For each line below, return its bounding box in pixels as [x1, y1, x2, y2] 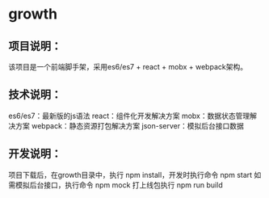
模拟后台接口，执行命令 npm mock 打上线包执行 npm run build [15, 179, 224, 190]
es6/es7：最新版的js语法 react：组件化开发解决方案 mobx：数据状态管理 [8, 111, 250, 120]
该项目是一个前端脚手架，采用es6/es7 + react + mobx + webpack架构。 [8, 62, 248, 71]
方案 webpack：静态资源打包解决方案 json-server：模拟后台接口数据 [15, 120, 245, 130]
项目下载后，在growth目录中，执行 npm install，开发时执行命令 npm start [8, 170, 253, 179]
